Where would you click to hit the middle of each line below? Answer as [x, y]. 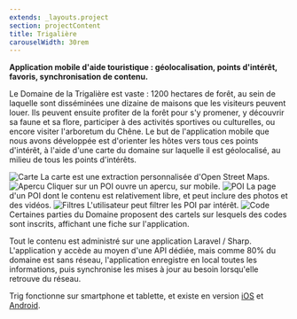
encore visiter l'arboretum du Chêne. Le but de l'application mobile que [139, 132]
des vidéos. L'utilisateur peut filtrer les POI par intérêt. [124, 206]
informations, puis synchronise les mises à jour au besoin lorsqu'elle [134, 269]
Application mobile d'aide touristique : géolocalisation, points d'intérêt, [143, 67]
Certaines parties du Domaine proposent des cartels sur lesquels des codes [148, 214]
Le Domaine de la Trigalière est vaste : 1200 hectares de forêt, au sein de [143, 94]
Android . [25, 306]
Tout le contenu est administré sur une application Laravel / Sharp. [131, 241]
